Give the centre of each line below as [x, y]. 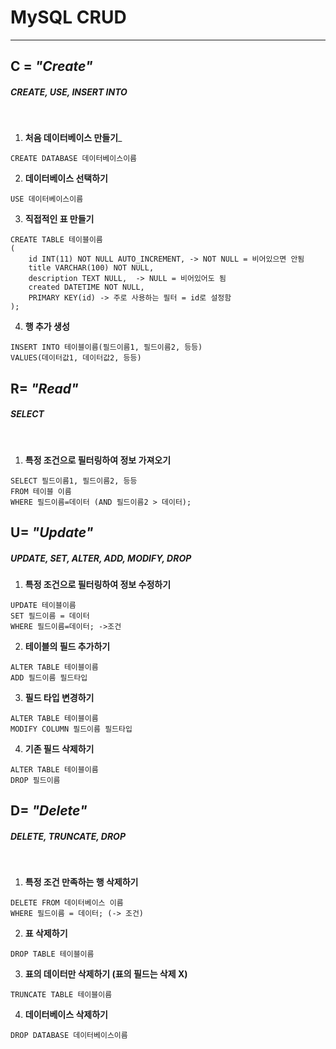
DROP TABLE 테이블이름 [52, 954]
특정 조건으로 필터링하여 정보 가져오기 [98, 460]
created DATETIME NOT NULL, [86, 287]
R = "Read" [44, 388]
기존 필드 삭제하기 [59, 749]
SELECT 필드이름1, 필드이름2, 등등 [74, 481]
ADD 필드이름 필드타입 [49, 678]
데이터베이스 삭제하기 [66, 1015]
